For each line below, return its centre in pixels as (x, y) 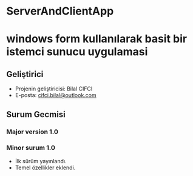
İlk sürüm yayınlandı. (41, 161)
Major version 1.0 (32, 132)
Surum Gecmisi (36, 114)
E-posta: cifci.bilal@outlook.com (56, 95)
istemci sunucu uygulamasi (77, 52)
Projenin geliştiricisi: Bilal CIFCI (54, 89)
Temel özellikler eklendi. (45, 168)
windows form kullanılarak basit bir (96, 39)
